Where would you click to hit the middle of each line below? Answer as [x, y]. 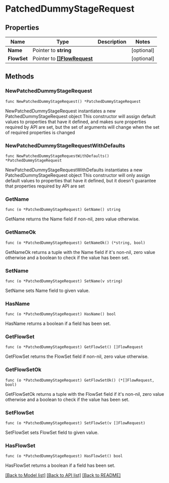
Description [112, 42]
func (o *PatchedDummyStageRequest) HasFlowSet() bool [64, 456]
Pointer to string [52, 50]
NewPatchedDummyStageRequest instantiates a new [61, 111]
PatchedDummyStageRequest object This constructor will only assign [78, 175]
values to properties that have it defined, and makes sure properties [76, 122]
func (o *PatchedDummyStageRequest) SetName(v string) [64, 281]
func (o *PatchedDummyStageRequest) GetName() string [63, 210]
